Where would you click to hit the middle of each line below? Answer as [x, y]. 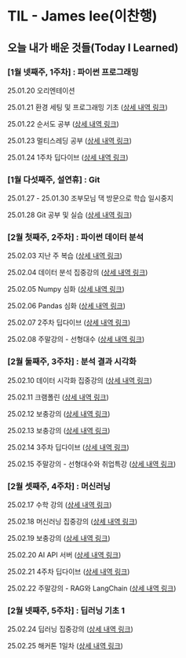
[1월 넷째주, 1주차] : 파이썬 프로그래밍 [73, 72]
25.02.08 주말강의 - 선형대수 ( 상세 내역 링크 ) [76, 340]
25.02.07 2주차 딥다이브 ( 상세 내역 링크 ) [69, 322]
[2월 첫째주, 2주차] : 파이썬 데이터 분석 [76, 237]
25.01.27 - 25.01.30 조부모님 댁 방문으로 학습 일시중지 [91, 198]
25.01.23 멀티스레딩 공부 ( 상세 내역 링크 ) [70, 140]
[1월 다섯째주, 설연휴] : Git [54, 179]
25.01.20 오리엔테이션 [41, 90]
